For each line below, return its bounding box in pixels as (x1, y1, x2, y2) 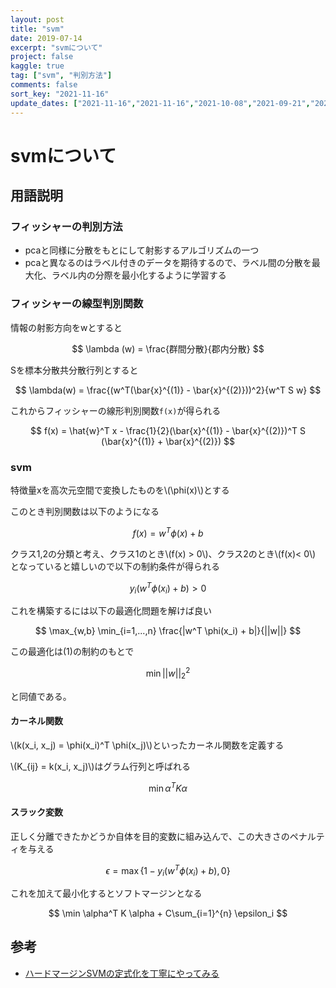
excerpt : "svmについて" (10, 42, 103, 53)
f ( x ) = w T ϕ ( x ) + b (132, 525, 204, 539)
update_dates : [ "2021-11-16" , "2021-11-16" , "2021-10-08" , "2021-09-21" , (10, 98, 311, 108)
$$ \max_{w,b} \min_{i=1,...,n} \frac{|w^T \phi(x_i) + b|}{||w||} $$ (34, 625, 302, 637)
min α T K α (148, 780, 188, 794)
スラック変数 (10, 806, 63, 818)
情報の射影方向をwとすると (10, 321, 123, 333)
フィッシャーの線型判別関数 (10, 297, 144, 311)
